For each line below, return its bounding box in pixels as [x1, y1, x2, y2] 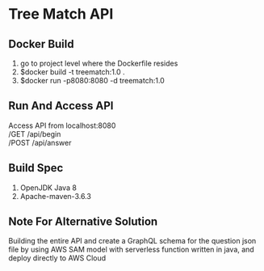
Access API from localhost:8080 [8, 121, 116, 130]
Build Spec [8, 161, 64, 175]
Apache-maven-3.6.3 [19, 191, 91, 201]
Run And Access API [8, 99, 114, 113]
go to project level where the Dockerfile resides [19, 58, 178, 68]
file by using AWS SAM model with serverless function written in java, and [8, 244, 254, 255]
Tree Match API [8, 5, 114, 23]
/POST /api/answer [8, 138, 72, 147]
